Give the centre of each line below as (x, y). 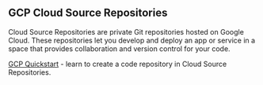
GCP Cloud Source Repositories (88, 13)
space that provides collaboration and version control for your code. (120, 48)
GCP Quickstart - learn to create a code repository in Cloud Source (118, 64)
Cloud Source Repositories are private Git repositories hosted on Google (126, 31)
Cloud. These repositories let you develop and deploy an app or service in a (132, 40)
